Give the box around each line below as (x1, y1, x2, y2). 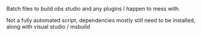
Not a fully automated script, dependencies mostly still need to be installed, (6, 17, 196, 23)
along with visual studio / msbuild (6, 23, 90, 30)
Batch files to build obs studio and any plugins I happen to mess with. (6, 5, 181, 12)
